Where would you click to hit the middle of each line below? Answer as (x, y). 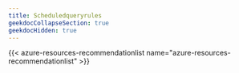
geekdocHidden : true (43, 30)
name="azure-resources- (188, 53)
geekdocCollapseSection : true (59, 23)
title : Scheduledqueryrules (55, 15)
